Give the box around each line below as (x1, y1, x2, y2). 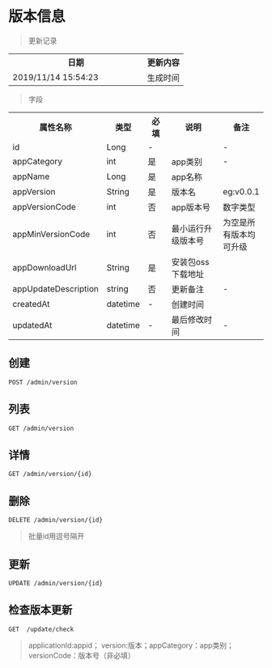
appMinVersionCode (12, 228, 91, 240)
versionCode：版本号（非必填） (28, 650, 135, 660)
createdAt (12, 298, 50, 309)
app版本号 (171, 202, 210, 213)
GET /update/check (8, 625, 74, 633)
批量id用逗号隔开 (28, 531, 85, 541)
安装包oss (171, 256, 210, 267)
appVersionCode (12, 201, 77, 212)
